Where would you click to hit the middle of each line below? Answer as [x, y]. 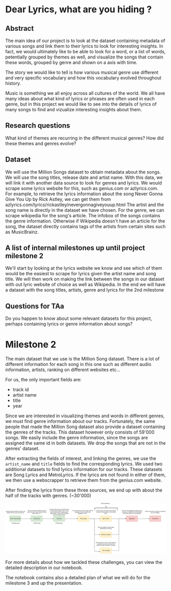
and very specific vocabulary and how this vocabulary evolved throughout [83, 78]
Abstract [20, 28]
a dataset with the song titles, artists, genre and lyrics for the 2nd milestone [85, 290]
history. [13, 83]
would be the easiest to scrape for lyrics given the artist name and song [81, 274]
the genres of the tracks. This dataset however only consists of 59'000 [80, 432]
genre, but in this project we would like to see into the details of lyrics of [81, 104]
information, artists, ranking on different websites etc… [63, 370]
